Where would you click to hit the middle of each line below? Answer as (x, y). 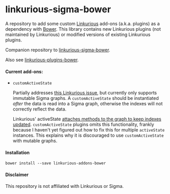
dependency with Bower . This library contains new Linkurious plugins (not (83, 29)
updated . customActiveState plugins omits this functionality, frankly (83, 124)
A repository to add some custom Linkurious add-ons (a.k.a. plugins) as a (82, 24)
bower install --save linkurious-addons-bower (56, 163)
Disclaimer (17, 175)
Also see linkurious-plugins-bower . (42, 59)
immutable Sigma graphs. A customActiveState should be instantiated (86, 98)
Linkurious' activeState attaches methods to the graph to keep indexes (87, 119)
